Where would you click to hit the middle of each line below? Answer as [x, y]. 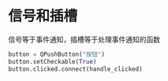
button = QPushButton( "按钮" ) [56, 54]
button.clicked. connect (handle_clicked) [76, 69]
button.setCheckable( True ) [52, 61]
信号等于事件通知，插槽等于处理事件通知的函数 [84, 39]
